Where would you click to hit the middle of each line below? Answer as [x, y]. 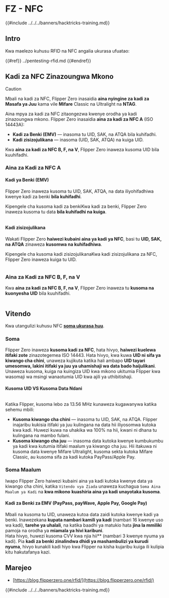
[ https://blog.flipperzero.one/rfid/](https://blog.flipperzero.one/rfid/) [83, 580]
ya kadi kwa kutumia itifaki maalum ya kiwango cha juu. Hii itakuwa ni [85, 446]
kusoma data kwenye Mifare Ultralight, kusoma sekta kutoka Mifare [82, 451]
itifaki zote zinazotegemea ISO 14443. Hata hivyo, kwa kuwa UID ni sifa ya [83, 355]
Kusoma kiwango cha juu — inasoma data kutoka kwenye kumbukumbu [88, 441]
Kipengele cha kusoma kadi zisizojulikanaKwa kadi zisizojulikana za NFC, [81, 254]
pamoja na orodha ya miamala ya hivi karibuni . [54, 531]
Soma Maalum [23, 470]
